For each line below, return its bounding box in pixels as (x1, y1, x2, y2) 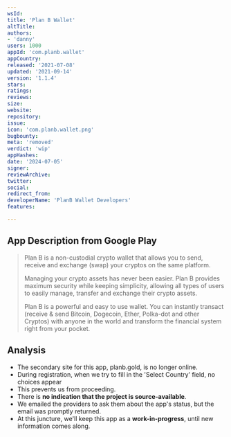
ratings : (7, 87, 33, 94)
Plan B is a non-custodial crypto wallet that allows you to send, (24, 253, 203, 262)
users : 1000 (7, 42, 41, 49)
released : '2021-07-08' (7, 62, 76, 69)
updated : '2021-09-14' (7, 68, 73, 75)
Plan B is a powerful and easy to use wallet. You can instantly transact (24, 302, 224, 310)
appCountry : (7, 55, 41, 62)
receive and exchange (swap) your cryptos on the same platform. (24, 260, 211, 269)
